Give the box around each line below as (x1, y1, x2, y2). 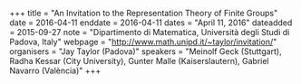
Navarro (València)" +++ (9, 65, 102, 76)
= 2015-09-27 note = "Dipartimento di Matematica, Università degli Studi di (9, 27, 290, 37)
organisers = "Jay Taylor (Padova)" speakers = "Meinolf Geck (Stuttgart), (9, 46, 283, 57)
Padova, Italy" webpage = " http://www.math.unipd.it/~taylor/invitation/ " (9, 36, 277, 47)
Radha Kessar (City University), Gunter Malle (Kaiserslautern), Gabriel (9, 56, 269, 66)
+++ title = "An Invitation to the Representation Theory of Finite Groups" (9, 8, 278, 18)
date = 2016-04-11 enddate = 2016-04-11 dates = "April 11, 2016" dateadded (9, 17, 293, 28)
